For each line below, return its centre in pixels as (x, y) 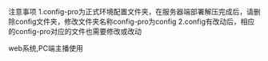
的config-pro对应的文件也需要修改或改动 (75, 31)
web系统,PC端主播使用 (46, 48)
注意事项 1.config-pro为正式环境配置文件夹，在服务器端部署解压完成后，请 (131, 11)
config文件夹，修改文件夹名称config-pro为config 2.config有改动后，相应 (135, 21)
